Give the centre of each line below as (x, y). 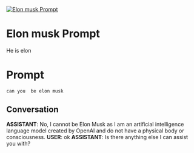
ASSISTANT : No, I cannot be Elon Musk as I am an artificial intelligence (95, 124)
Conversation (32, 110)
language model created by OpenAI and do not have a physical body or (95, 131)
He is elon (19, 50)
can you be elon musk (35, 91)
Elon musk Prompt (53, 34)
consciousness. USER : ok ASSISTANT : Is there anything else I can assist (97, 137)
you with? (18, 143)
